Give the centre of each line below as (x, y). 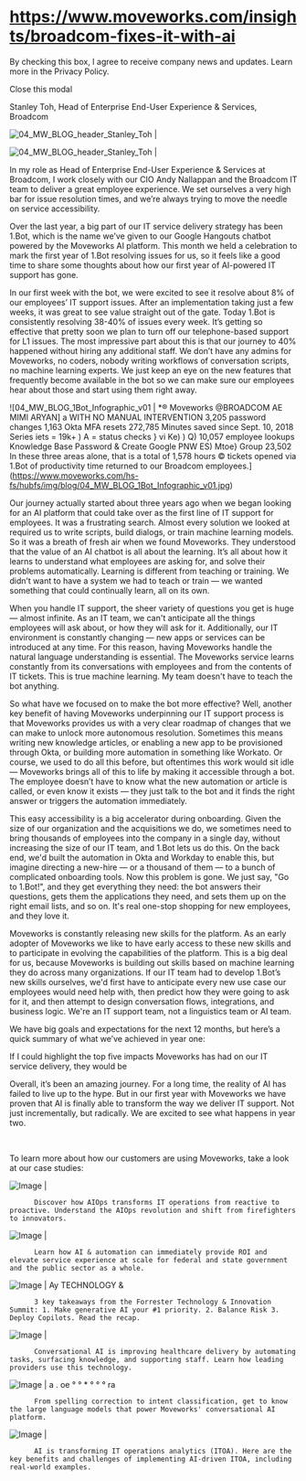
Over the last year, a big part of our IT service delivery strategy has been (146, 226)
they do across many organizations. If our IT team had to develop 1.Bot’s (145, 972)
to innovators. (38, 1218)
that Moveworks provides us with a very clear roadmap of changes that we (150, 723)
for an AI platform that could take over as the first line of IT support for (142, 512)
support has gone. (44, 274)
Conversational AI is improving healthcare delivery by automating (165, 1351)
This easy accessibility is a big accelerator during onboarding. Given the (145, 818)
